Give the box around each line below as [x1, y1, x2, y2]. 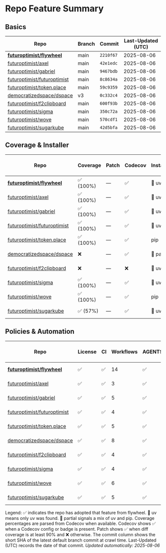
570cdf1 [99, 117, 118, 122]
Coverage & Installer [5, 141, 69, 149]
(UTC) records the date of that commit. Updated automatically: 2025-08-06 [5, 542, 160, 548]
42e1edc [99, 60, 118, 66]
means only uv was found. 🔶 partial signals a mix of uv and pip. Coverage [5, 515, 155, 521]
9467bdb [99, 69, 118, 74]
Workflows [111, 348, 138, 355]
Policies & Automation [5, 327, 75, 336]
